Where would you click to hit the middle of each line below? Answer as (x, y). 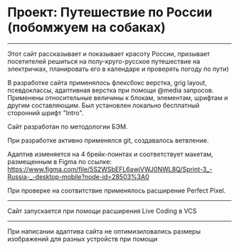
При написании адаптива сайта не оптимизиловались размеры (104, 231)
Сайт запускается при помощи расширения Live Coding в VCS (102, 211)
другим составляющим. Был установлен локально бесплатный (103, 105)
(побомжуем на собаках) (86, 27)
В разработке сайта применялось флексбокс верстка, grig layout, (107, 82)
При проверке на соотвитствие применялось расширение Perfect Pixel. (117, 190)
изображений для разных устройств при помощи (83, 239)
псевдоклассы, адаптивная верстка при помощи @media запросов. (111, 90)
